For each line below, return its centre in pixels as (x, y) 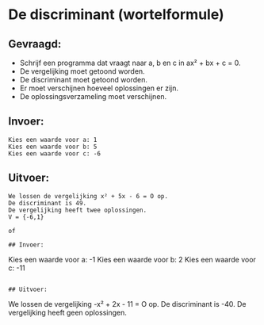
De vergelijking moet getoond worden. (82, 71)
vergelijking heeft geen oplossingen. (67, 312)
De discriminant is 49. (48, 203)
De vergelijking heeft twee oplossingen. (78, 210)
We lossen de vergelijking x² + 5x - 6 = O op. (88, 196)
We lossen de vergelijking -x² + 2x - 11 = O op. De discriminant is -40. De (127, 304)
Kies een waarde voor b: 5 (53, 147)
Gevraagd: (35, 44)
